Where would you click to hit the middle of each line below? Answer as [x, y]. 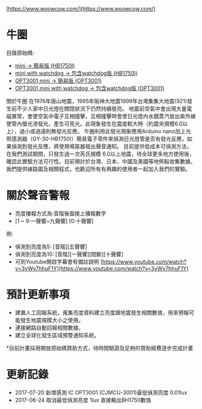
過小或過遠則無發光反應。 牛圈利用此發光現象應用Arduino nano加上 [103, 131]
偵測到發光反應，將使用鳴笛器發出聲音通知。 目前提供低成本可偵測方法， [102, 146]
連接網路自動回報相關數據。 [49, 328]
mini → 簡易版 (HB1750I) [45, 65]
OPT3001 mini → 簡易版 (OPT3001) [58, 80]
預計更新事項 [38, 295]
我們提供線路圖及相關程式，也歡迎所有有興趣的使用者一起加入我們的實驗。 [98, 169]
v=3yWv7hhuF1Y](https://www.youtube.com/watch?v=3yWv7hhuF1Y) [102, 268]
